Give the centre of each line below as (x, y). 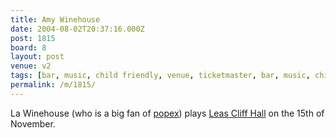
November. (33, 123)
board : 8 (28, 47)
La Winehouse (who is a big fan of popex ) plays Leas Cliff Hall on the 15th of (167, 113)
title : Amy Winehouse (55, 19)
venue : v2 (31, 66)
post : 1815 (33, 38)
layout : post (37, 57)
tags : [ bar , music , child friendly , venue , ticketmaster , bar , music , (160, 76)
